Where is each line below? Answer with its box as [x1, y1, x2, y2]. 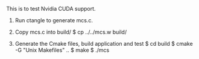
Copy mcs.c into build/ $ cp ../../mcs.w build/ [14, 28, 127, 36]
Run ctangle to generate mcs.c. [14, 17, 93, 23]
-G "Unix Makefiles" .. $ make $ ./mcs [14, 46, 110, 54]
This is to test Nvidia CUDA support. [6, 5, 96, 12]
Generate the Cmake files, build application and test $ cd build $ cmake [14, 40, 193, 47]
